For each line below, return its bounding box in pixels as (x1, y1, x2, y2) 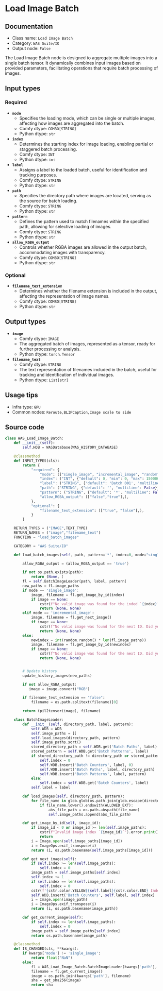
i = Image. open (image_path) (31, 897, 88, 902)
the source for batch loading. (19, 198, 78, 204)
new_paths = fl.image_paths (22, 583, 79, 588)
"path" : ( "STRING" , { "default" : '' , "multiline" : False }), (39, 485, 162, 491)
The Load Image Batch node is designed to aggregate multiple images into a (5, 55, 158, 61)
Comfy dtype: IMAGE (19, 336, 59, 342)
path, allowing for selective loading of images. (19, 223, 112, 229)
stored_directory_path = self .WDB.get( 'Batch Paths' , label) (31, 744, 158, 750)
